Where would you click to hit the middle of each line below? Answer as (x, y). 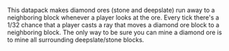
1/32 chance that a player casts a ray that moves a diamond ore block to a (113, 25)
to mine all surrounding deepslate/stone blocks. (76, 40)
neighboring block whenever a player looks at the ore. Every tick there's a (113, 17)
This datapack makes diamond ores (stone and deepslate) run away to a (111, 10)
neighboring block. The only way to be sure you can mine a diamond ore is (114, 32)
